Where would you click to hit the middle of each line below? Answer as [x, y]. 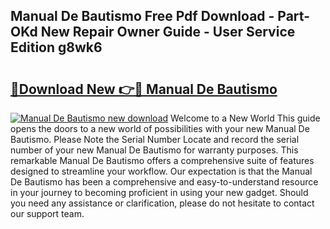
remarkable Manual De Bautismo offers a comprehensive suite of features [162, 160]
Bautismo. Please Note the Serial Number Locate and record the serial [155, 139]
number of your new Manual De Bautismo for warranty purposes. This [154, 150]
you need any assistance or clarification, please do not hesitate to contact [162, 203]
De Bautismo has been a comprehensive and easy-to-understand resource [164, 182]
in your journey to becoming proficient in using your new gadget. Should [159, 192]
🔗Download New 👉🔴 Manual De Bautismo [144, 89]
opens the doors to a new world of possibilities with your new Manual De [160, 128]
